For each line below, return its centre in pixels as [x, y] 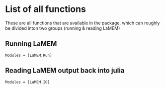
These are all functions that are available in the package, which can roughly [82, 23]
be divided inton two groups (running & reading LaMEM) [63, 28]
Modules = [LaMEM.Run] [29, 55]
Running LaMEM [31, 44]
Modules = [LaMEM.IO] [28, 82]
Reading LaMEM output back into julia [65, 71]
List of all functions [45, 9]
